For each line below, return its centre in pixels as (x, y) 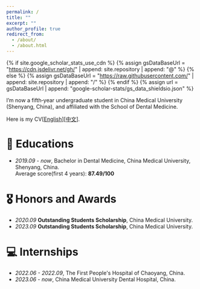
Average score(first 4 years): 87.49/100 (65, 174)
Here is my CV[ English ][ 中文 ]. (43, 119)
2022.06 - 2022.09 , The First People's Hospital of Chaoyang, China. (100, 273)
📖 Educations (40, 144)
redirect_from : (25, 34)
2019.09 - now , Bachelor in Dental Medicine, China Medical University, (103, 160)
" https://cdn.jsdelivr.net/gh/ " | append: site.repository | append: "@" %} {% (100, 69)
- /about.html (29, 46)
